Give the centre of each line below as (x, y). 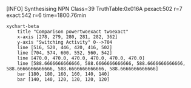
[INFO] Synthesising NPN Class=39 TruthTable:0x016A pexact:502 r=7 (95, 9)
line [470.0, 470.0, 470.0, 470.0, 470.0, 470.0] (81, 58)
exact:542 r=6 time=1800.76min (46, 15)
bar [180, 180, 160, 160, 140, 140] (64, 74)
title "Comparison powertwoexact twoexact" (73, 32)
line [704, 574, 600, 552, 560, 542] (65, 53)
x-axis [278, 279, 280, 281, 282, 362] (68, 37)
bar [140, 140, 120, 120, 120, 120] (64, 80)
